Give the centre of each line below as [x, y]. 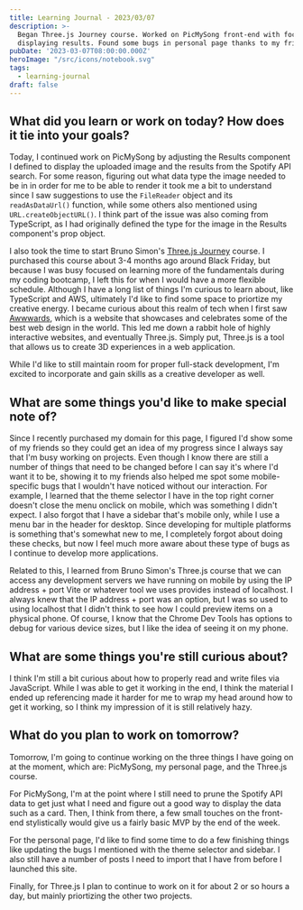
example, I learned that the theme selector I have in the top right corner [142, 496]
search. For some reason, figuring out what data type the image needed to [147, 176]
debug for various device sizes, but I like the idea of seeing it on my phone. [149, 629]
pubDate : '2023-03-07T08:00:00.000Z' [80, 51]
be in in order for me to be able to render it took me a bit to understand [141, 186]
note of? [33, 416]
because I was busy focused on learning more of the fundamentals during [147, 271]
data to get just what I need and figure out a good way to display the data [145, 803]
